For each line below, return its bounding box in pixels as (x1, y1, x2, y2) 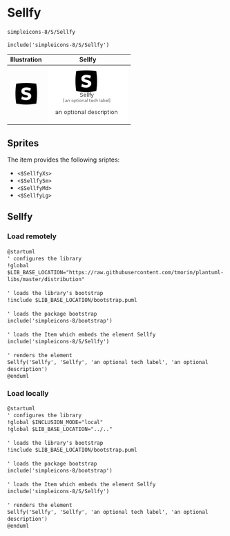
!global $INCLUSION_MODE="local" (7, 419, 104, 425)
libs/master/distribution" (7, 276, 85, 283)
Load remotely (7, 231, 57, 241)
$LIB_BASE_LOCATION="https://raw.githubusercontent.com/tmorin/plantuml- (7, 269, 224, 276)
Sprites (7, 137, 39, 149)
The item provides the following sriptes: (7, 155, 120, 164)
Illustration (10, 55, 43, 64)
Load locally (7, 388, 49, 398)
